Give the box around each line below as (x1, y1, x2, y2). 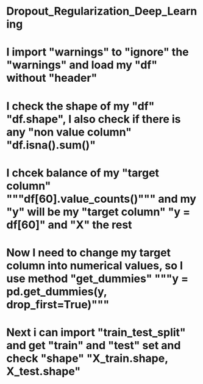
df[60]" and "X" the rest (6, 218, 132, 231)
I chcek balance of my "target (6, 166, 160, 179)
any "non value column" (6, 125, 132, 139)
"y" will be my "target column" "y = (6, 205, 191, 219)
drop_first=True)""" (6, 297, 110, 311)
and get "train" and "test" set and (6, 339, 181, 352)
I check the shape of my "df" (6, 99, 155, 113)
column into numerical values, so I (6, 258, 183, 272)
